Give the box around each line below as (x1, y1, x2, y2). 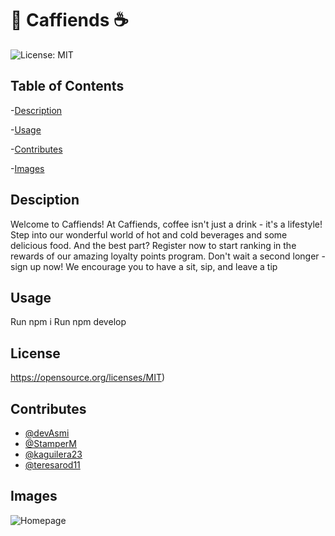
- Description (10, 104, 63, 116)
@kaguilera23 (24, 448, 83, 460)
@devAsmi (24, 427, 70, 439)
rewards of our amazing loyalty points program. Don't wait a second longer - (10, 250, 326, 262)
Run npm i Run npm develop (10, 316, 127, 328)
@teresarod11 (24, 459, 81, 471)
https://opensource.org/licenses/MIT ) (10, 372, 166, 384)
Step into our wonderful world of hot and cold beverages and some (10, 228, 288, 241)
